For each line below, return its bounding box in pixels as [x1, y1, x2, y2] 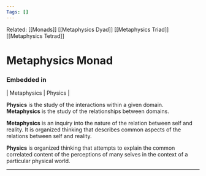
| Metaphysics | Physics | [6, 89, 70, 97]
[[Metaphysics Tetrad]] [6, 32, 64, 40]
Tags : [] [6, 9, 29, 15]
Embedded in [6, 75, 47, 84]
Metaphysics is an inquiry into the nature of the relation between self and [6, 120, 193, 127]
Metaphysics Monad [6, 53, 113, 67]
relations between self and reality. [6, 133, 92, 140]
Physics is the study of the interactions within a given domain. [6, 101, 164, 109]
